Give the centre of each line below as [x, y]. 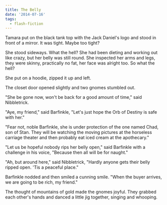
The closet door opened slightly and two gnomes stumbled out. [70, 88]
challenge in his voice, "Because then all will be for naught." [67, 152]
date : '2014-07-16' [25, 14]
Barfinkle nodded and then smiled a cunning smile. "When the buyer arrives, [83, 177]
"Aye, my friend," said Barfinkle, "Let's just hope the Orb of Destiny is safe [81, 112]
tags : [11, 19]
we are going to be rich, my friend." [42, 182]
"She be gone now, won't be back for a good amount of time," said [74, 97]
